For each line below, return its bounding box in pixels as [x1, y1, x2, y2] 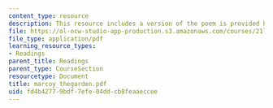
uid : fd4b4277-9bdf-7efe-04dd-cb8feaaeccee [8, 87, 158, 96]
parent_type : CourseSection [8, 65, 104, 73]
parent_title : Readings [8, 58, 89, 66]
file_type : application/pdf [8, 34, 104, 43]
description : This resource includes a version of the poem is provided [8, 19, 260, 28]
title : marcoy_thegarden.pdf [8, 80, 107, 88]
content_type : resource [8, 11, 89, 20]
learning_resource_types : [8, 42, 96, 50]
